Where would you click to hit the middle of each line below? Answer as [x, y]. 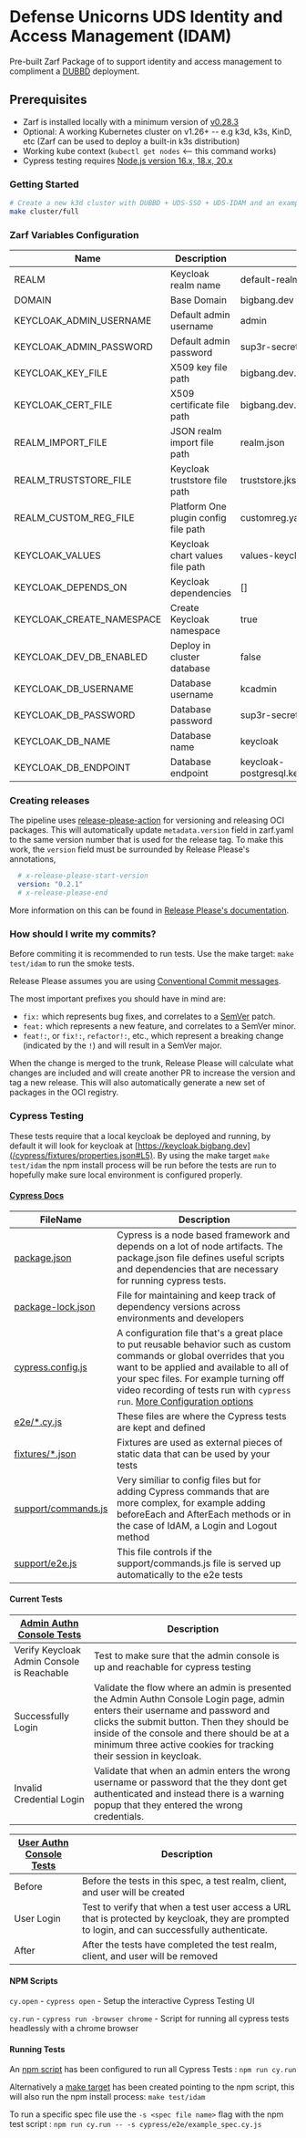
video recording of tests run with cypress [204, 1390]
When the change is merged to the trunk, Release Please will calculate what [152, 1064]
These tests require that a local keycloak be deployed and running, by [140, 1136]
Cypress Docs [37, 1196]
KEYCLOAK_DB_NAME [62, 742]
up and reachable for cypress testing [173, 1667]
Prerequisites [48, 100]
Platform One [199, 506]
